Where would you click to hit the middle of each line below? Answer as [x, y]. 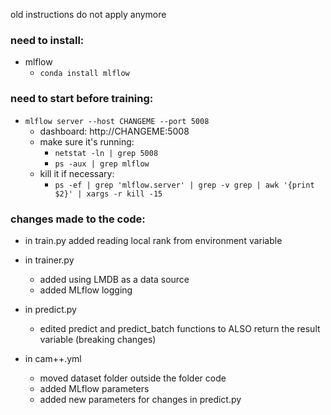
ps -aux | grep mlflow [102, 164]
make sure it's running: [87, 141]
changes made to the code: [78, 219]
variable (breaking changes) [98, 339]
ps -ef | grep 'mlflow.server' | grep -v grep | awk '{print [184, 185]
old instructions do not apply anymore [88, 14]
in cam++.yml [53, 358]
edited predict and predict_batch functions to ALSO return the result [180, 328]
